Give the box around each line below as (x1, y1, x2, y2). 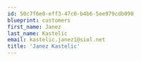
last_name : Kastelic (7, 29, 68, 37)
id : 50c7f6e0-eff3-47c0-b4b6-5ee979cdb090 (7, 10, 134, 18)
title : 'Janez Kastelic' (7, 43, 80, 50)
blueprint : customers (7, 17, 71, 24)
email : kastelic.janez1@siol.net (7, 36, 106, 43)
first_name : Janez (7, 23, 61, 30)
